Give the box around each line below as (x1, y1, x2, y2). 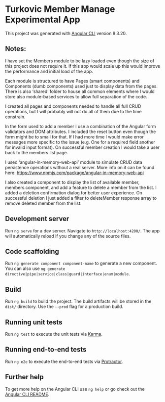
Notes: (5, 45, 26, 53)
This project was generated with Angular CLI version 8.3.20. (5, 30, 127, 36)
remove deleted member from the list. (5, 200, 82, 206)
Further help (5, 373, 44, 381)
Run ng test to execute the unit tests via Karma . (5, 331, 102, 337)
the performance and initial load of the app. (5, 68, 93, 74)
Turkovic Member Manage (5, 3, 115, 15)
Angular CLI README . (5, 391, 50, 397)
